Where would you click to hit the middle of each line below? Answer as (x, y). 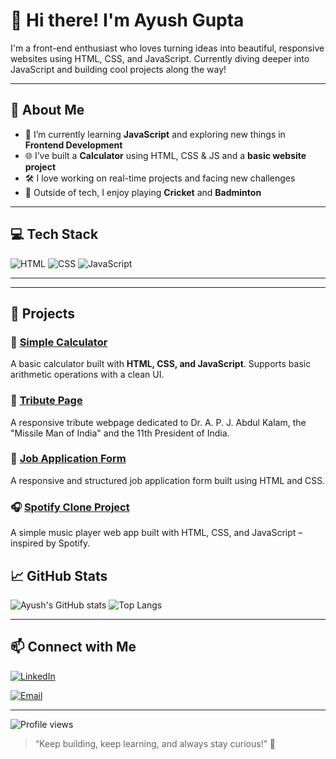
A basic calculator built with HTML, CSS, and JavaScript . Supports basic (161, 364)
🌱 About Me (47, 110)
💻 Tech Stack (54, 234)
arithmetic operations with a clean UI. (87, 375)
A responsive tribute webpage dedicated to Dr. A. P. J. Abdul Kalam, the (158, 422)
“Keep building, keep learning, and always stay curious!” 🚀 (155, 743)
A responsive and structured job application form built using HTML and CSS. (168, 480)
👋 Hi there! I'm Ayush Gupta (127, 20)
